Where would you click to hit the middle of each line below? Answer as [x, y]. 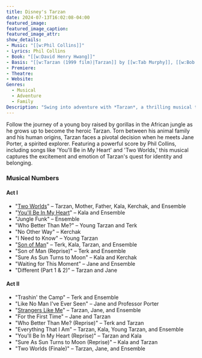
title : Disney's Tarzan [36, 12]
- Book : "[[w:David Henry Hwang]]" [51, 57]
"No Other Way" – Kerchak [48, 231]
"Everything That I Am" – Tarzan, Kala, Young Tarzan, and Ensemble [99, 329]
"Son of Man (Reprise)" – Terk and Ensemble [70, 251]
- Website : [20, 79]
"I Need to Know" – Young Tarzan [56, 238]
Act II [13, 284]
